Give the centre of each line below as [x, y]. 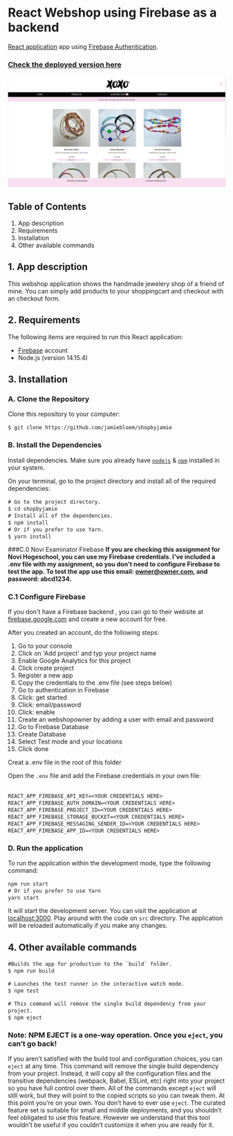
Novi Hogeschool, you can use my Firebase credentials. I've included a [112, 557]
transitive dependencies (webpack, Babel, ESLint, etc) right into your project [116, 1081]
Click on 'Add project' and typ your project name [87, 653]
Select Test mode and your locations [70, 741]
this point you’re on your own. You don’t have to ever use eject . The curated [116, 1103]
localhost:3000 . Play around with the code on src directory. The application [115, 918]
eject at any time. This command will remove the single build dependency [113, 1066]
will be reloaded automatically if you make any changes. [88, 926]
